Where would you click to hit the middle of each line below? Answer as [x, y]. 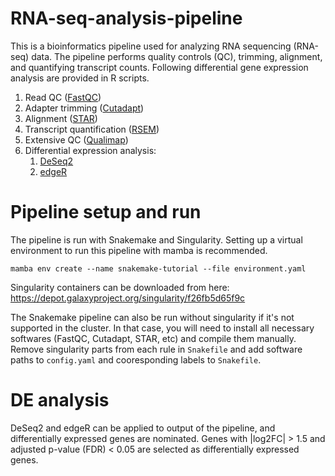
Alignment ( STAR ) [61, 118]
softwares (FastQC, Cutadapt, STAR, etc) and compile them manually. [153, 338]
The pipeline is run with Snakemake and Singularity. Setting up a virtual [156, 239]
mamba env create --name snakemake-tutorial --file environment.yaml [158, 268]
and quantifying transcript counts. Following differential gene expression [159, 67]
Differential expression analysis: [90, 150]
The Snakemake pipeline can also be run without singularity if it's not [152, 317]
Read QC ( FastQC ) [63, 97]
